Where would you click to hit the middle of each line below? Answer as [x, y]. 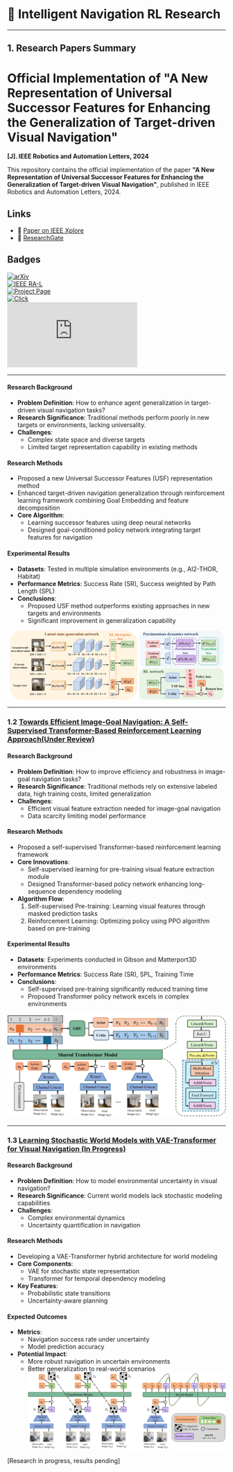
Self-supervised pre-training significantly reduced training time [118, 989]
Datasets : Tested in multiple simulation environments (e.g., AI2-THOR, [118, 569]
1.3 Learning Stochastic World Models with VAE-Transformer [112, 1140]
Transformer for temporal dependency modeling [96, 1278]
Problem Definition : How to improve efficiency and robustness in [110, 771]
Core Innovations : [43, 862]
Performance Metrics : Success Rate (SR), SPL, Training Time [105, 974]
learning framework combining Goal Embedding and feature [103, 501]
